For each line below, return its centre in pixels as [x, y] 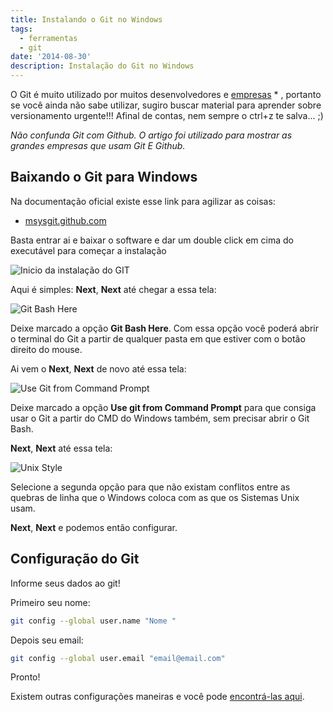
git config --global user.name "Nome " [93, 621]
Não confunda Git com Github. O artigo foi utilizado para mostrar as [151, 135]
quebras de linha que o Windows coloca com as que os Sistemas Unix [155, 497]
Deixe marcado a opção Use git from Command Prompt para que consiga [163, 407]
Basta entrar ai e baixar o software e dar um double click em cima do [152, 240]
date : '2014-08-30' [51, 57]
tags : [21, 29]
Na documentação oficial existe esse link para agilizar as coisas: [143, 201]
